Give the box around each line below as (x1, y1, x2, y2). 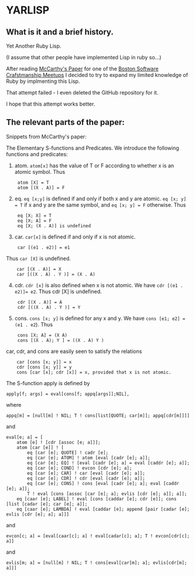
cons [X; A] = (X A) (17, 332, 67, 338)
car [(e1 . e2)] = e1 (17, 244, 70, 250)
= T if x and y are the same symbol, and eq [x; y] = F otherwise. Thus (14, 201, 186, 208)
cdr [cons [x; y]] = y (16, 364, 72, 370)
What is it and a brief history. (6, 27, 114, 37)
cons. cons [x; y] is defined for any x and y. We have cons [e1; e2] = (14, 315, 186, 322)
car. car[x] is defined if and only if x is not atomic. (14, 233, 136, 240)
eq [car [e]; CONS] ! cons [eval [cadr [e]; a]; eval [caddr (27, 480, 180, 486)
